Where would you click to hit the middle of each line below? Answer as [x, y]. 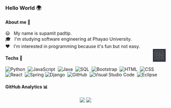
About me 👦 [18, 22]
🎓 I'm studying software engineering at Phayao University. [69, 39]
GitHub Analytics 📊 [27, 87]
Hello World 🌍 [23, 8]
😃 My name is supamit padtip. [39, 33]
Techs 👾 [14, 58]
